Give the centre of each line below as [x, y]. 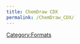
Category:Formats [29, 34]
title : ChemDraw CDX [32, 12]
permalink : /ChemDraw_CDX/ [40, 17]
